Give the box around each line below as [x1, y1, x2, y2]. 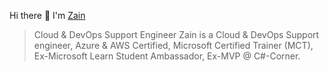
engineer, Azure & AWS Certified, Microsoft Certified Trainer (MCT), [33, 40, 314, 51]
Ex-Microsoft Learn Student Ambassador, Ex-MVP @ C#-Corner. [33, 50, 301, 62]
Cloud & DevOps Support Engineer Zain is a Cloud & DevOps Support [33, 29, 320, 40]
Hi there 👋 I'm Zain [9, 10, 86, 21]
